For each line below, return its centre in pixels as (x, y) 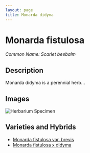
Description (24, 70)
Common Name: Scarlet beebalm (40, 54)
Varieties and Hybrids (41, 127)
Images (17, 99)
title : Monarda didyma (29, 15)
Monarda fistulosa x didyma (42, 145)
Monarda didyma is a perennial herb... (45, 83)
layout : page (19, 10)
